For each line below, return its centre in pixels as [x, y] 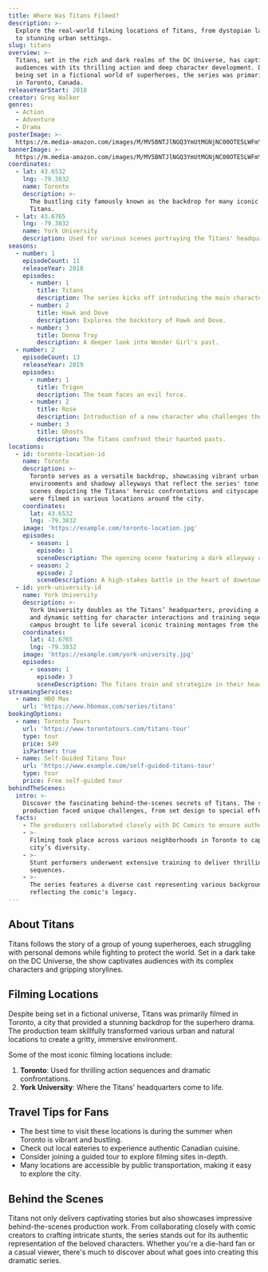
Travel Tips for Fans [59, 1112]
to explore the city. [51, 1174]
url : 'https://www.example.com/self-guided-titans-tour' [119, 766]
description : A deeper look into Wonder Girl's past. [128, 343]
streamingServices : [41, 692]
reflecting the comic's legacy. [83, 892]
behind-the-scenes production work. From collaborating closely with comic [132, 1226]
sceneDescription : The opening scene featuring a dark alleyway [146, 558]
